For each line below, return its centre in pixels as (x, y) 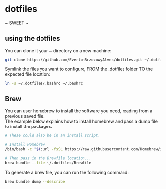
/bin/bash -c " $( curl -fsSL (34, 149)
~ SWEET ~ (17, 23)
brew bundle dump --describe (35, 181)
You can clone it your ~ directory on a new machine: (58, 50)
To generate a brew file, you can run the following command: (67, 172)
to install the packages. (29, 126)
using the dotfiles (33, 38)
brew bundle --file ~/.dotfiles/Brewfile (48, 163)
